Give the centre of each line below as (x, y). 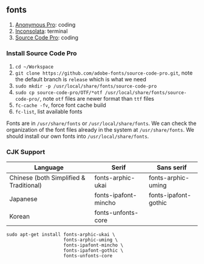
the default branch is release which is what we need (81, 80)
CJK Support (26, 152)
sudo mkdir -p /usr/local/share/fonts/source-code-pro (86, 86)
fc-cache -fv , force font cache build (60, 105)
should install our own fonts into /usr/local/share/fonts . (78, 137)
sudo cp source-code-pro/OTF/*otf (59, 93)
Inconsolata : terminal (41, 31)
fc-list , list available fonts (49, 112)
